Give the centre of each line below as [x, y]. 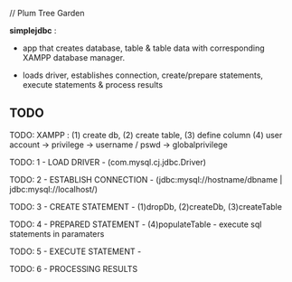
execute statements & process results [93, 85]
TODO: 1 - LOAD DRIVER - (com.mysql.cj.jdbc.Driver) [108, 162]
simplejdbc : [33, 30]
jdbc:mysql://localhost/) [53, 189]
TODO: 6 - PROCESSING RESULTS [74, 268]
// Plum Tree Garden [47, 13]
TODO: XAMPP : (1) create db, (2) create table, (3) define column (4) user [146, 135]
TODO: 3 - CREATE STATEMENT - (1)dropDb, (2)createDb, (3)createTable [146, 206]
